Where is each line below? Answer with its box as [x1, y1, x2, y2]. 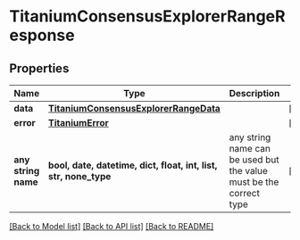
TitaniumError [47, 117, 109, 128]
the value [229, 165, 268, 177]
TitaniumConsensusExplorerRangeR [9, 6, 286, 27]
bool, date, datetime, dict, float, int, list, [47, 159, 218, 171]
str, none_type [47, 170, 112, 182]
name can [229, 143, 271, 154]
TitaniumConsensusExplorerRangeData [47, 103, 221, 114]
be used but [229, 153, 279, 166]
